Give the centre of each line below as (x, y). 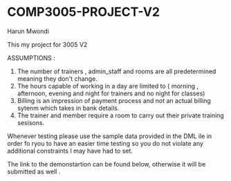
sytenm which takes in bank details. (68, 108)
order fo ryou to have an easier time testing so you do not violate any (105, 143)
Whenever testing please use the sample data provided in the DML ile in (110, 136)
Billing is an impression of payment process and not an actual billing (114, 100)
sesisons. (31, 122)
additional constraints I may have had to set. (70, 151)
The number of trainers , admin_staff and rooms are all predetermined (117, 71)
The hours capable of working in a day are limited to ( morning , (108, 86)
